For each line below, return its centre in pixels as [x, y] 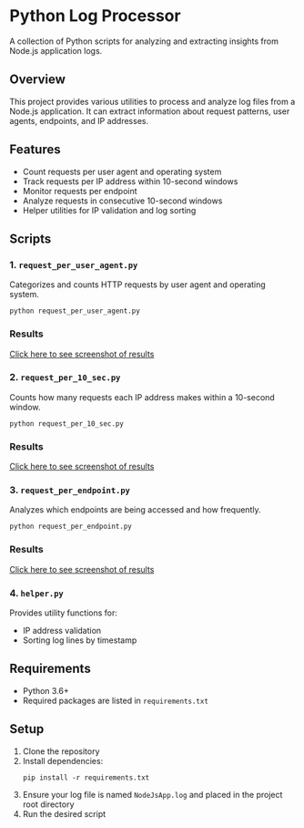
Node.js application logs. [56, 50]
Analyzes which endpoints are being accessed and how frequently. [135, 510]
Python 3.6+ [46, 690]
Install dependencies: [63, 761]
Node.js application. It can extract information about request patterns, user [150, 111]
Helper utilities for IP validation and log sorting [109, 210]
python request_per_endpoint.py [71, 527]
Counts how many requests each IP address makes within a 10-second [142, 397]
